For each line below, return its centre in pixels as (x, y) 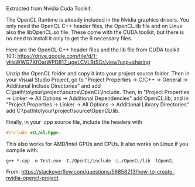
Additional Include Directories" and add (54, 86)
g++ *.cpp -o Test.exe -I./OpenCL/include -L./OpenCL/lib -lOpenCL (90, 161)
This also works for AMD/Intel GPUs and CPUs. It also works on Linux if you (97, 144)
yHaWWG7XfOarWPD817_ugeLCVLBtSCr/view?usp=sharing (78, 62)
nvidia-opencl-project (32, 178)
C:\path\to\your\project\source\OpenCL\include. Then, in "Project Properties (98, 92)
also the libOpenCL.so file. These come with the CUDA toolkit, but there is (95, 32)
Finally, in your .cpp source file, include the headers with (74, 122)
